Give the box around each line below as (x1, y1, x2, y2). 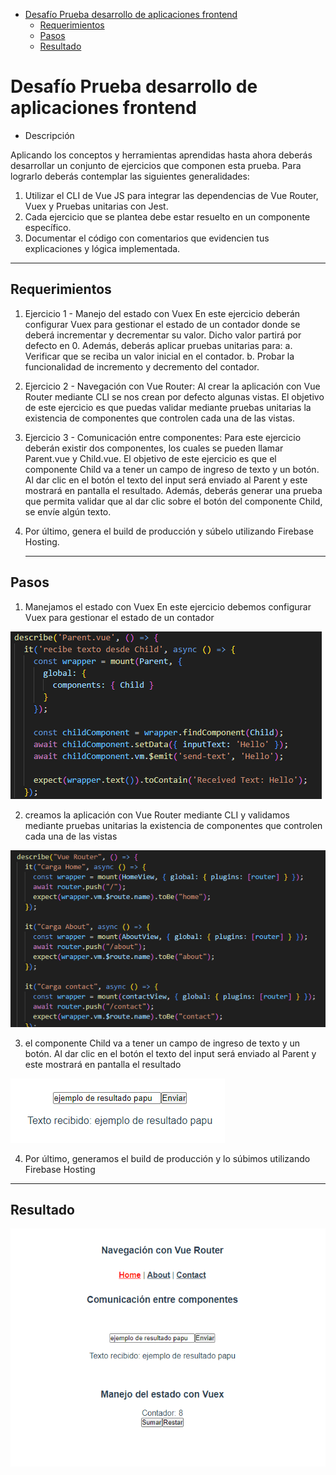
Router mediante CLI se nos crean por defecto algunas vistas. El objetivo (24, 390, 325, 403)
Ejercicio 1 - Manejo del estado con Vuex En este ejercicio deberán (24, 307, 301, 319)
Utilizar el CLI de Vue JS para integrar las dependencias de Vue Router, (24, 189, 319, 201)
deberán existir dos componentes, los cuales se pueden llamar (24, 442, 284, 454)
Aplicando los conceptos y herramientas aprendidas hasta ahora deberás (10, 149, 313, 161)
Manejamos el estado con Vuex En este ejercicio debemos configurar (24, 600, 312, 613)
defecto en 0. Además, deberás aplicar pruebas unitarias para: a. (24, 339, 293, 351)
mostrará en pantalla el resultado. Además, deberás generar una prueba (24, 484, 323, 496)
